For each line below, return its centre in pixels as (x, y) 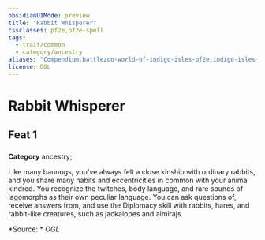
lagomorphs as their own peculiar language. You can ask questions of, (122, 197)
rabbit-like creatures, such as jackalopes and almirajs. (96, 214)
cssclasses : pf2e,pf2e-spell (56, 30)
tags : (17, 37)
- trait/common (40, 45)
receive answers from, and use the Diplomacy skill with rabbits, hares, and (129, 205)
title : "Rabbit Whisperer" (52, 23)
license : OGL (30, 67)
